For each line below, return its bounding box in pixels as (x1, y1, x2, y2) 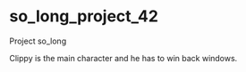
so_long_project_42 (9, 6, 159, 27)
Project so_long (9, 36, 67, 46)
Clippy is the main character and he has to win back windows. (9, 52, 238, 63)
